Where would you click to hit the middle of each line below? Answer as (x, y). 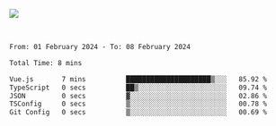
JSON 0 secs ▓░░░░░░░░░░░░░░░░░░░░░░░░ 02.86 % (138, 96)
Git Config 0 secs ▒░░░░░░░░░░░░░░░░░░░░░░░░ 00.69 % (138, 113)
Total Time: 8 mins (46, 63)
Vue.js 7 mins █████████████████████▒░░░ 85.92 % (138, 79)
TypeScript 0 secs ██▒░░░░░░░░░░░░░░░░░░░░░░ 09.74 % (138, 88)
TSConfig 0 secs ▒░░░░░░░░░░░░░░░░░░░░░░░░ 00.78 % (138, 104)
